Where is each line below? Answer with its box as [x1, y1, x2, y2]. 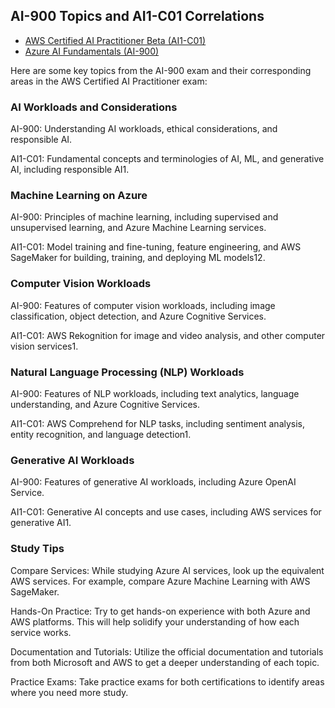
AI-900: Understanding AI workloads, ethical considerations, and [10, 123, 278, 135]
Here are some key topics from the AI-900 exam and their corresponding [10, 64, 312, 76]
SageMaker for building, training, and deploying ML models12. [10, 252, 266, 264]
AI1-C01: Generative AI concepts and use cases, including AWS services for [10, 506, 322, 518]
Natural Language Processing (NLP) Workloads [10, 365, 245, 379]
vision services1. [10, 340, 79, 352]
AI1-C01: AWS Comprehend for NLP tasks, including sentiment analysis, [10, 418, 306, 429]
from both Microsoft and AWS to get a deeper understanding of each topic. [10, 656, 320, 668]
